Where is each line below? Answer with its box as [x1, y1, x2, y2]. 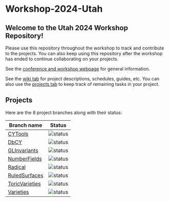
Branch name [9, 121, 43, 128]
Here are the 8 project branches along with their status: [5, 109, 122, 116]
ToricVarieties [8, 180, 41, 187]
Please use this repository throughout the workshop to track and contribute [5, 45, 164, 51]
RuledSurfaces [8, 172, 44, 179]
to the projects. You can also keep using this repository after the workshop [5, 51, 163, 56]
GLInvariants [8, 147, 38, 154]
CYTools [8, 130, 29, 137]
